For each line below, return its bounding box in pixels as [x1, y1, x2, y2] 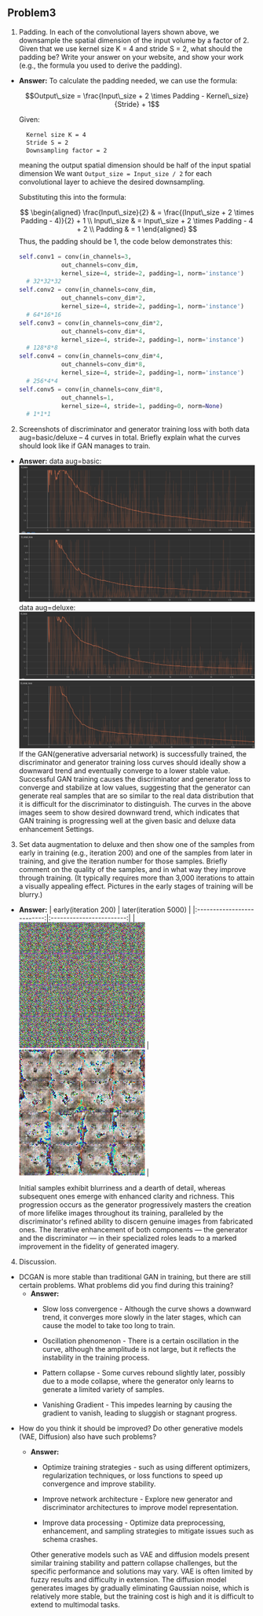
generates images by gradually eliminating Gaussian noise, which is [30, 1583, 250, 1592]
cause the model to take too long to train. [42, 1320, 176, 1330]
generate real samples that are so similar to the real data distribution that [18, 790, 254, 801]
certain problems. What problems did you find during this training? [18, 1280, 234, 1290]
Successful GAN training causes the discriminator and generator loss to [18, 774, 251, 783]
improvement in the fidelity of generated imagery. [18, 1242, 180, 1251]
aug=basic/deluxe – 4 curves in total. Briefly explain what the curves [18, 433, 241, 443]
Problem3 [7, 6, 57, 20]
